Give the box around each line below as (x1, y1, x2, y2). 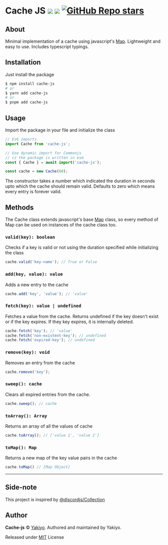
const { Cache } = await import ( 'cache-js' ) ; (5, 160, 101, 165)
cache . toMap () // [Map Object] (5, 465, 70, 470)
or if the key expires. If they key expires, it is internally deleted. (5, 319, 134, 325)
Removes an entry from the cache (5, 359, 75, 366)
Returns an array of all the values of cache (5, 423, 92, 429)
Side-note (5, 483, 37, 492)
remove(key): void (5, 349, 50, 355)
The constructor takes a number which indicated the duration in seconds (5, 178, 155, 184)
